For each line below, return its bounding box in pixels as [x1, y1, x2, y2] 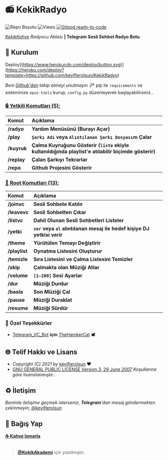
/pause [7, 297, 25, 304]
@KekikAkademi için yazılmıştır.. [17, 449, 86, 455]
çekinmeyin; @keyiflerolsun [5, 405, 62, 411]
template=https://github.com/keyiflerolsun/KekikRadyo [5, 72, 118, 78]
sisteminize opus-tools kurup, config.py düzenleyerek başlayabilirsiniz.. [5, 89, 153, 95]
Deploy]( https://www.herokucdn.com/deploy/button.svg [5, 61, 121, 68]
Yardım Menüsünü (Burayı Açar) [31, 126, 110, 133]
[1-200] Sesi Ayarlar [33, 272, 82, 279]
